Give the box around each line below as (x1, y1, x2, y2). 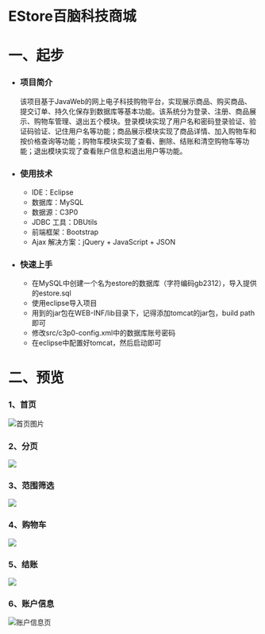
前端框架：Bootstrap (31, 227, 99, 237)
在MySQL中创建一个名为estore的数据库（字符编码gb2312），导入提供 (31, 279, 257, 288)
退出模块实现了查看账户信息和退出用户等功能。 (33, 146, 187, 156)
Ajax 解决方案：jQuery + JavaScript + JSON (31, 237, 176, 246)
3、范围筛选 (8, 480, 55, 491)
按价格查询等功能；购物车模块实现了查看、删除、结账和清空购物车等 (19, 136, 243, 145)
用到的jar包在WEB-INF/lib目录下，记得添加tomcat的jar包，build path (31, 308, 255, 318)
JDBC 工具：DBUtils (31, 217, 98, 226)
